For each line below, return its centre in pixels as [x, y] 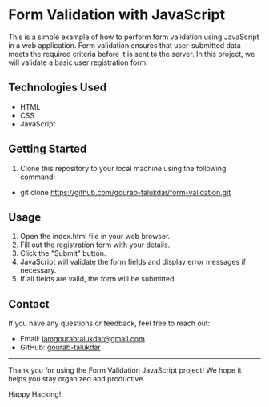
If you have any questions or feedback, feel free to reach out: [109, 323]
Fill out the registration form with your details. [95, 245]
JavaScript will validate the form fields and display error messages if [133, 262]
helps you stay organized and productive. [77, 379]
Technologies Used [57, 88]
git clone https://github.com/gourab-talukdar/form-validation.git [125, 192]
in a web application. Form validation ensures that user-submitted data [125, 45]
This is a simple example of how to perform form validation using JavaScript [134, 37]
